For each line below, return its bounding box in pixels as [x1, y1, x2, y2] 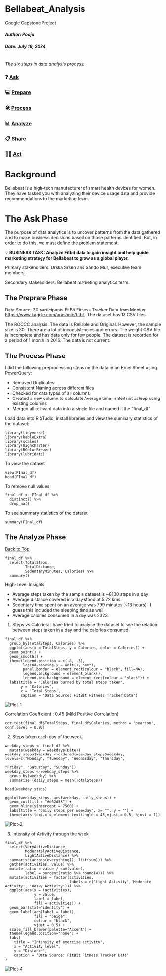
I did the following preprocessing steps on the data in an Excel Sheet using [5, 365, 157, 371]
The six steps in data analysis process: [5, 61, 85, 67]
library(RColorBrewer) [5, 447, 52, 453]
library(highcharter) [5, 444, 50, 448]
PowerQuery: [5, 370, 32, 376]
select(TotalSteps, [9, 560, 50, 565]
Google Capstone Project [5, 20, 57, 26]
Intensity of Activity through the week [12, 831, 89, 837]
